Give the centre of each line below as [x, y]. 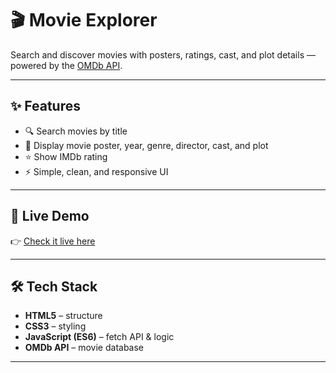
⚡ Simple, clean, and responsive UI [96, 171]
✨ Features [45, 106]
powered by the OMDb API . [66, 65]
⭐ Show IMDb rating [66, 156]
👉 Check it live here [53, 241]
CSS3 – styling [55, 326]
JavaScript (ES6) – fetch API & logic [99, 337]
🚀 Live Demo [50, 216]
